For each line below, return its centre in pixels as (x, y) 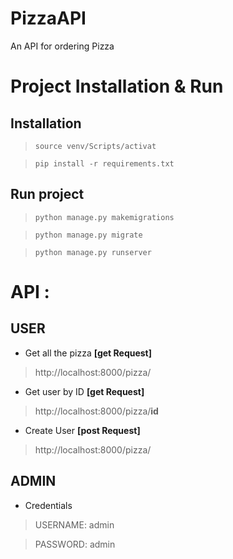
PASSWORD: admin (75, 544)
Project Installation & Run (117, 86)
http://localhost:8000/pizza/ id (96, 411)
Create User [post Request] (82, 430)
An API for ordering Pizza (62, 46)
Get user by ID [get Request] (84, 391)
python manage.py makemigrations (104, 217)
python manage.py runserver (93, 252)
